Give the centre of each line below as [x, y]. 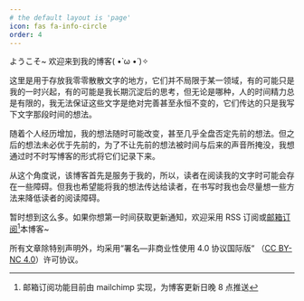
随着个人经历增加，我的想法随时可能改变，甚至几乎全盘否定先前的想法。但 [148, 134]
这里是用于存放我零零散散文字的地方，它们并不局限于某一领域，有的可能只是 [152, 80]
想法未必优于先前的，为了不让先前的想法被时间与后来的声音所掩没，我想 [160, 145]
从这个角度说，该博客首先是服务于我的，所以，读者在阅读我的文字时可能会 [148, 175]
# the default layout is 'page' [70, 18]
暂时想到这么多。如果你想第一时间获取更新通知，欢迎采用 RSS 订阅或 [138, 217]
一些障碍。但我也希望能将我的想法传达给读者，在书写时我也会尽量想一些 [152, 187]
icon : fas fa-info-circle [58, 26]
